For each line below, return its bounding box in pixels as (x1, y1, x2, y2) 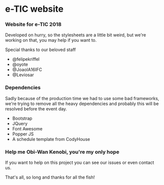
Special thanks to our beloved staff (5, 47, 76, 53)
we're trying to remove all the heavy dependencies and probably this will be (5, 101, 159, 106)
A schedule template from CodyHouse (12, 136, 90, 142)
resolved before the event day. (5, 106, 67, 111)
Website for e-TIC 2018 (5, 21, 62, 28)
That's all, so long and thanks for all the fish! (5, 174, 95, 180)
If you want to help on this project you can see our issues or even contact (5, 159, 154, 165)
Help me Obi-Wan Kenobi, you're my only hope (5, 148, 120, 155)
